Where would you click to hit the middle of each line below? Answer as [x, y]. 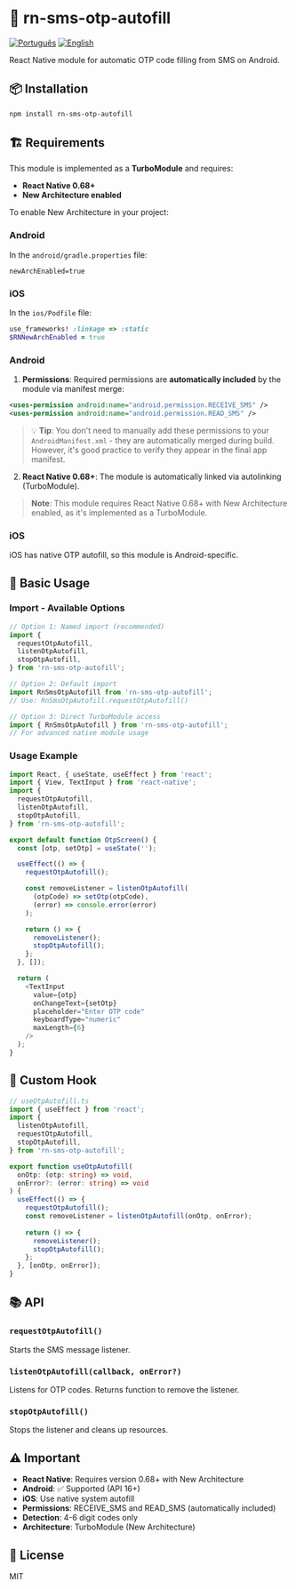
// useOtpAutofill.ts [49, 1101]
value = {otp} [55, 994]
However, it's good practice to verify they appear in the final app [149, 450]
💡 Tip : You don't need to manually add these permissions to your [150, 430]
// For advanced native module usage [79, 733]
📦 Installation [49, 89]
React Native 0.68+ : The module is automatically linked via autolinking [152, 476]
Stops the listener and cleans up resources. [89, 1430]
